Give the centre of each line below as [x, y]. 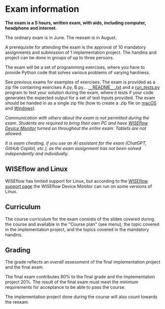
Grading [18, 250]
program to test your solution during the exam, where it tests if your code [79, 92]
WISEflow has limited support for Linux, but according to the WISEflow [77, 181]
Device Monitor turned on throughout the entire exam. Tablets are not [76, 128]
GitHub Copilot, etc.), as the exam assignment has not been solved [73, 148]
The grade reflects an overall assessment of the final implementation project [83, 262]
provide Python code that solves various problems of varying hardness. [78, 72]
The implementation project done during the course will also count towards [81, 297]
